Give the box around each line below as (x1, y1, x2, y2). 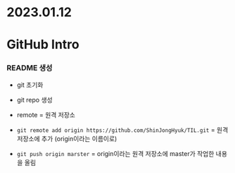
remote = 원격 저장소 (16, 110, 75, 119)
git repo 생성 (16, 95, 53, 104)
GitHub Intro (6, 37, 80, 53)
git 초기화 (16, 80, 44, 89)
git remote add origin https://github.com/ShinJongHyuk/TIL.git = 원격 (16, 125, 229, 134)
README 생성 (6, 63, 53, 73)
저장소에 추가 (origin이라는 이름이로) (16, 134, 118, 143)
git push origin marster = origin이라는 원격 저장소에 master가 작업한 (16, 149, 215, 157)
